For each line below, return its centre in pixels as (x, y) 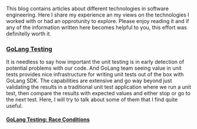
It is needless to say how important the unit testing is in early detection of (95, 62)
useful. (14, 106)
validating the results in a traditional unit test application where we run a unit (99, 87)
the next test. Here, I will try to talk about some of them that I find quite (92, 99)
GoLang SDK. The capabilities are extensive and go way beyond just (89, 81)
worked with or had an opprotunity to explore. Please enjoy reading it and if (98, 21)
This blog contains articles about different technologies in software (88, 9)
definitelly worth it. (29, 34)
